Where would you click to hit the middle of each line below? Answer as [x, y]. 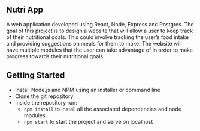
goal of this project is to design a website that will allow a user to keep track [100, 31]
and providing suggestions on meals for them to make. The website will [94, 43]
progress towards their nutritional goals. [55, 56]
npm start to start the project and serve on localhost [88, 121]
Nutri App [25, 10]
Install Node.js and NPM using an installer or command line [87, 90]
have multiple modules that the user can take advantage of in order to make [100, 50]
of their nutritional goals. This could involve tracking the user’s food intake [98, 37]
